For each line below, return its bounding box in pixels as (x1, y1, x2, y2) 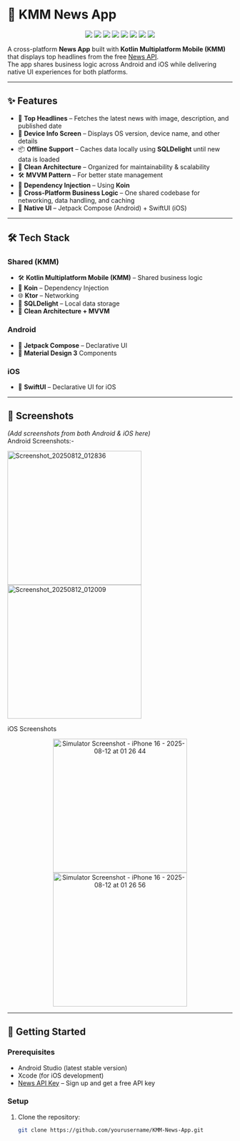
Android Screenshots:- (7, 436, 74, 445)
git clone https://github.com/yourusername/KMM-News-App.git (17, 1126, 204, 1134)
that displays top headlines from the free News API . (7, 52, 159, 61)
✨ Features (7, 95, 58, 107)
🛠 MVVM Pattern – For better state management (17, 171, 163, 179)
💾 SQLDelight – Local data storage (17, 299, 120, 308)
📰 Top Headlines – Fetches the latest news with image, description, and (17, 114, 229, 122)
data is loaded (17, 155, 60, 164)
